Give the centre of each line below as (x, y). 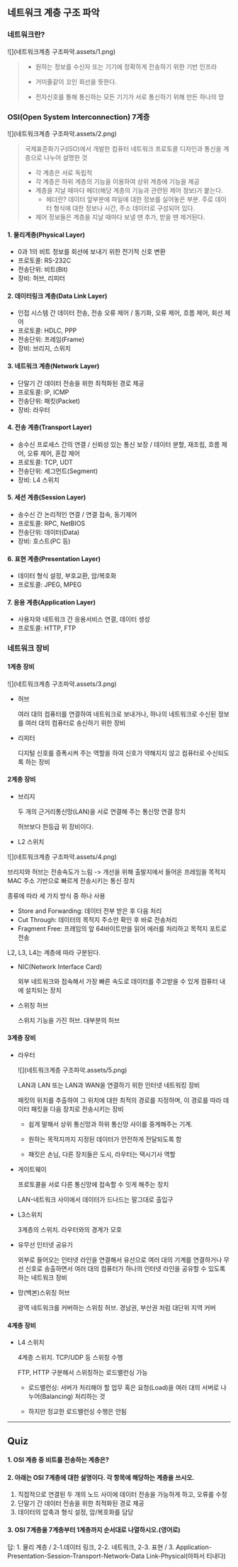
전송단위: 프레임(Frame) (51, 340)
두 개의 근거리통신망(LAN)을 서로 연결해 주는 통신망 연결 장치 (102, 812)
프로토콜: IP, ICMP (43, 392)
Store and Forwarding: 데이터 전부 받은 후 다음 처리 (90, 911)
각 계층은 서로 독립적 (64, 172)
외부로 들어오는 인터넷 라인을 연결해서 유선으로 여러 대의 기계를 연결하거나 (120, 1259)
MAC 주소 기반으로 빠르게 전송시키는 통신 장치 (71, 880)
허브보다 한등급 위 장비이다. (56, 826)
